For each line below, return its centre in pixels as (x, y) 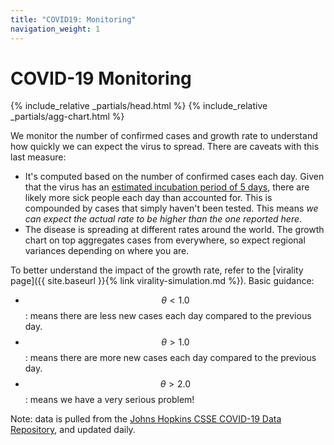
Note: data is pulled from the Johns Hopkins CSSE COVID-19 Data (146, 419)
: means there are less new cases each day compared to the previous (168, 316)
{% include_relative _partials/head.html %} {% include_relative (139, 106)
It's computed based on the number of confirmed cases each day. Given (174, 177)
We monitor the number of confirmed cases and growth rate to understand (164, 136)
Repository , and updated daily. (73, 430)
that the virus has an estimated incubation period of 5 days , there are (167, 187)
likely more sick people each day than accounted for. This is (148, 198)
